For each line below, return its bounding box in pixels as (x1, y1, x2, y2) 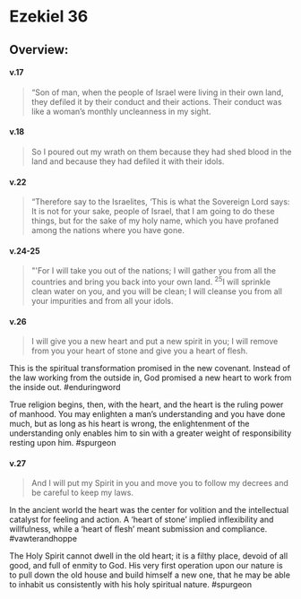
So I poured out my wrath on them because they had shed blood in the (30, 146, 292, 157)
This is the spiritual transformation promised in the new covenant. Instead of (9, 363, 291, 374)
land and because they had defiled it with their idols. (30, 155, 225, 167)
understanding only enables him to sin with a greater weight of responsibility (9, 428, 292, 438)
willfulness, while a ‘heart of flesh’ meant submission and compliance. (9, 524, 268, 534)
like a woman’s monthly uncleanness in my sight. (30, 106, 211, 117)
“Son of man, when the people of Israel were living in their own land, (30, 87, 284, 98)
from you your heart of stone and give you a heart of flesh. (30, 345, 248, 356)
